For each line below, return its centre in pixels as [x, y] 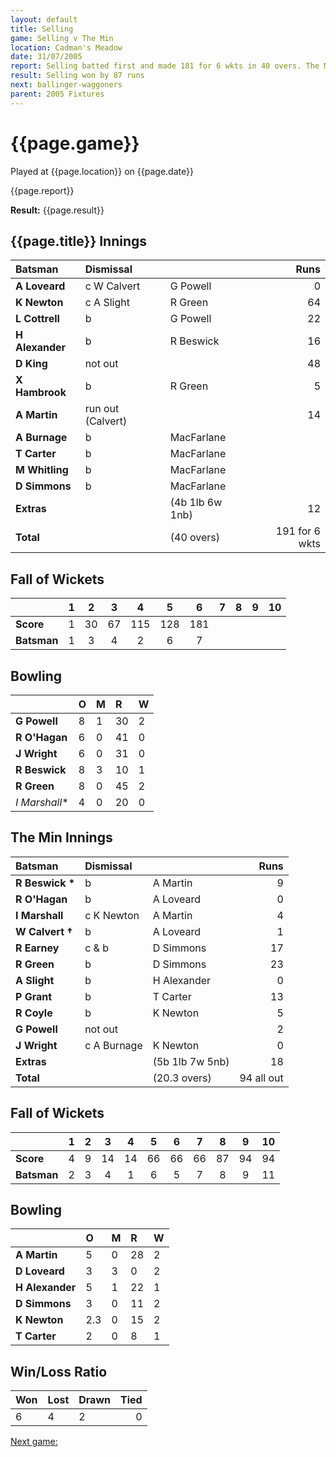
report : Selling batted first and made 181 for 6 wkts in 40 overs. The [165, 66]
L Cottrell [37, 319]
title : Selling [42, 29]
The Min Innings [61, 837]
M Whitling [42, 470]
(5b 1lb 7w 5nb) [191, 1061]
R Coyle [34, 1013]
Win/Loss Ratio [59, 1371]
